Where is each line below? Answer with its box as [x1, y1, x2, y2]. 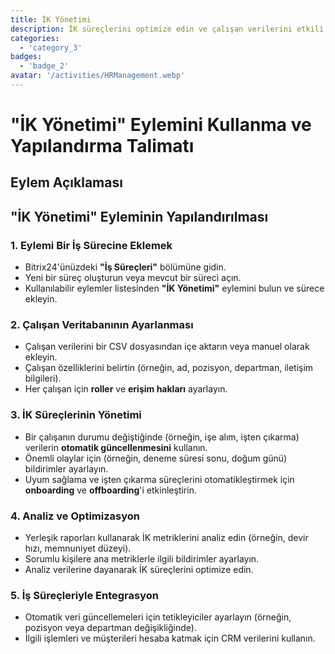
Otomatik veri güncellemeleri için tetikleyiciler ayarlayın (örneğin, [24, 611, 292, 623]
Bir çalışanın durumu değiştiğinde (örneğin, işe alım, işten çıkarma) [24, 431, 300, 443]
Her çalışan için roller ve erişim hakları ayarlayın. [24, 383, 228, 395]
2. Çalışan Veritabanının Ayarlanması [10, 318, 194, 332]
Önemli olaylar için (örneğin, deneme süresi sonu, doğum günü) [24, 452, 288, 464]
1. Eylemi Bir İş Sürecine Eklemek [10, 238, 173, 252]
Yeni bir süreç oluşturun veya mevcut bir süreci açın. [24, 272, 242, 284]
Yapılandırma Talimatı [10, 135, 195, 158]
